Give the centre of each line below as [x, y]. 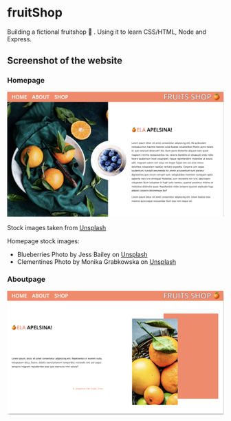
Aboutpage [26, 279]
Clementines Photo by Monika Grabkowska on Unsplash [97, 261]
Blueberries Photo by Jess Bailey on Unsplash [82, 254]
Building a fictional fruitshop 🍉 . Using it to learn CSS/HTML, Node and [107, 32]
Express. [20, 39]
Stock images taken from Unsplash [57, 227]
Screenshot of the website [65, 61]
